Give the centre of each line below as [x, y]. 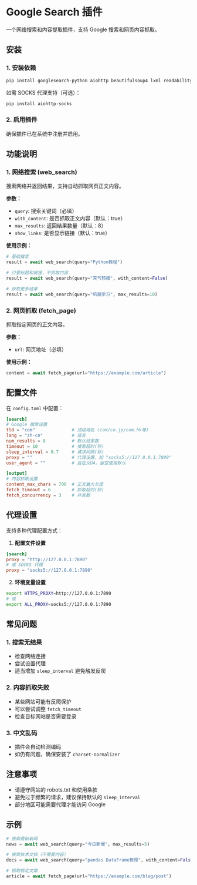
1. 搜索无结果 [24, 642]
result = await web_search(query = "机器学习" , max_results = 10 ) [82, 294]
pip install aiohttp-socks [39, 103]
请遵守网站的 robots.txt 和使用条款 [56, 790]
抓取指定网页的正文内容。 [37, 324]
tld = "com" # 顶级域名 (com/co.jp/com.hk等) [77, 430]
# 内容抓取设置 [22, 479]
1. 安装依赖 [21, 68]
